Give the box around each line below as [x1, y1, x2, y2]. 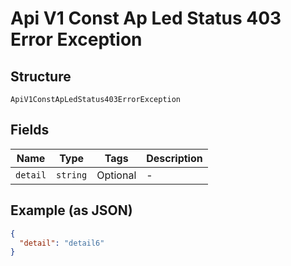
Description [146, 151, 203, 165]
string [56, 169, 88, 181]
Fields [10, 122, 50, 139]
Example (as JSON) [10, 202, 133, 219]
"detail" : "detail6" [19, 238, 105, 248]
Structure [10, 68, 72, 85]
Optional [96, 168, 137, 182]
